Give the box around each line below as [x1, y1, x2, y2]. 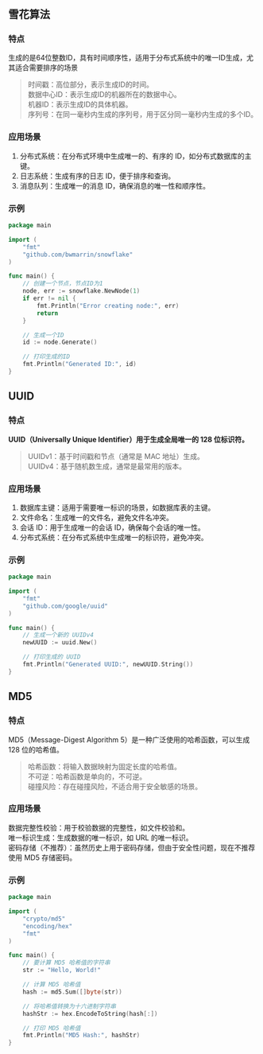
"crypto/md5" [22, 915, 66, 923]
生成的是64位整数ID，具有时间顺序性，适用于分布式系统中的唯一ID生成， [8, 53, 247, 63]
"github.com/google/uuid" [22, 602, 109, 610]
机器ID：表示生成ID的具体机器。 [27, 99, 133, 109]
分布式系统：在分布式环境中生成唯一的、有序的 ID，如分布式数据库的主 [19, 151, 252, 161]
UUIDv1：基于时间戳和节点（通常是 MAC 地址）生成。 [27, 451, 204, 461]
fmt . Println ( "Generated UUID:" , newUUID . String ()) [22, 660, 194, 669]
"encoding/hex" [22, 922, 73, 930]
